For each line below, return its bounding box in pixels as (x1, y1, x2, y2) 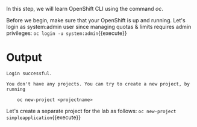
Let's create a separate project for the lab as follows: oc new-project (6, 107, 177, 114)
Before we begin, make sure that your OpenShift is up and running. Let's (6, 17, 186, 23)
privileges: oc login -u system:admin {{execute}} (6, 29, 127, 37)
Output (6, 51, 42, 64)
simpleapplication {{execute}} (6, 114, 81, 121)
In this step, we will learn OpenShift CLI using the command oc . (6, 5, 164, 12)
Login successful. (6, 70, 52, 76)
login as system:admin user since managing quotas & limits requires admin (6, 23, 192, 30)
